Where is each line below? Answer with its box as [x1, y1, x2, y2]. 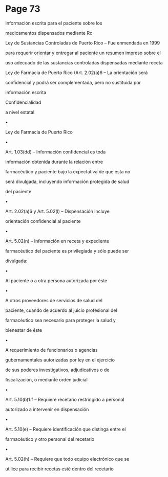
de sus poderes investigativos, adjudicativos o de [5, 367, 110, 373]
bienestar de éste [5, 327, 43, 333]
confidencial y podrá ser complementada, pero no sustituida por [5, 79, 141, 85]
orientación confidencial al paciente [5, 218, 81, 224]
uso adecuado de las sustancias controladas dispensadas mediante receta [5, 59, 163, 65]
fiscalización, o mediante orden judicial [5, 376, 88, 382]
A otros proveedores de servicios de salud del [5, 297, 102, 303]
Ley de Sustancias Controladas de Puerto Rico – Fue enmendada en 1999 [5, 39, 160, 46]
